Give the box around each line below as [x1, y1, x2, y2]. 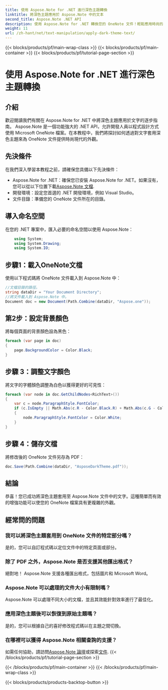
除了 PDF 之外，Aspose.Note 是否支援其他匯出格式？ [5, 558, 133, 565]
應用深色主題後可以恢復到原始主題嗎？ [5, 610, 97, 617]
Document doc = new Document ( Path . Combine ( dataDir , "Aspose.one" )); [5, 299, 151, 304]
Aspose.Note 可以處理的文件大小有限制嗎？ [5, 584, 111, 591]
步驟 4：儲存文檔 [5, 440, 57, 448]
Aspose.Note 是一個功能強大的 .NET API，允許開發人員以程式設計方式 [14, 123, 159, 129]
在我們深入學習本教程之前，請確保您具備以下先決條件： [5, 166, 119, 172]
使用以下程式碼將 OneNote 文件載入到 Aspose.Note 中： [5, 275, 121, 281]
